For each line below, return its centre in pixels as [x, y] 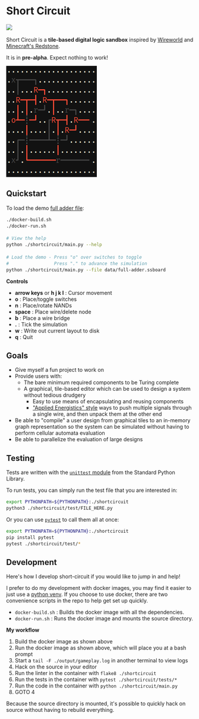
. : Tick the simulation [41, 324]
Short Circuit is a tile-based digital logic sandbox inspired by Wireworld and [100, 39]
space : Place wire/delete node [53, 312]
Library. [15, 479]
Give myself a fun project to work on [59, 370]
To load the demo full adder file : [45, 208]
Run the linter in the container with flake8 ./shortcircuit [85, 673]
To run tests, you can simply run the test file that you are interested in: [92, 490]
